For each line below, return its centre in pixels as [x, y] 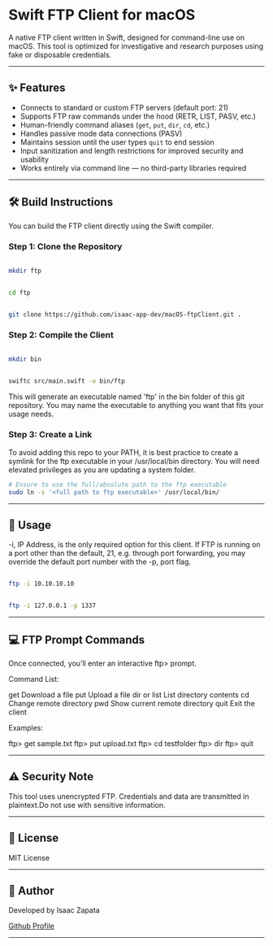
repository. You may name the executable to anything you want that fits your [136, 405]
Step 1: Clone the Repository [65, 247]
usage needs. [31, 414]
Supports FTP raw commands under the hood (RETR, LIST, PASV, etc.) [138, 116]
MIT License [29, 857]
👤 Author [31, 890]
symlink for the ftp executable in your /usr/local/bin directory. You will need [134, 461]
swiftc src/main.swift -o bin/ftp [67, 381]
